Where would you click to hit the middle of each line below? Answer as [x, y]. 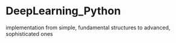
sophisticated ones [29, 33]
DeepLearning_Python [64, 11]
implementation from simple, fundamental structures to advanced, [88, 27]
